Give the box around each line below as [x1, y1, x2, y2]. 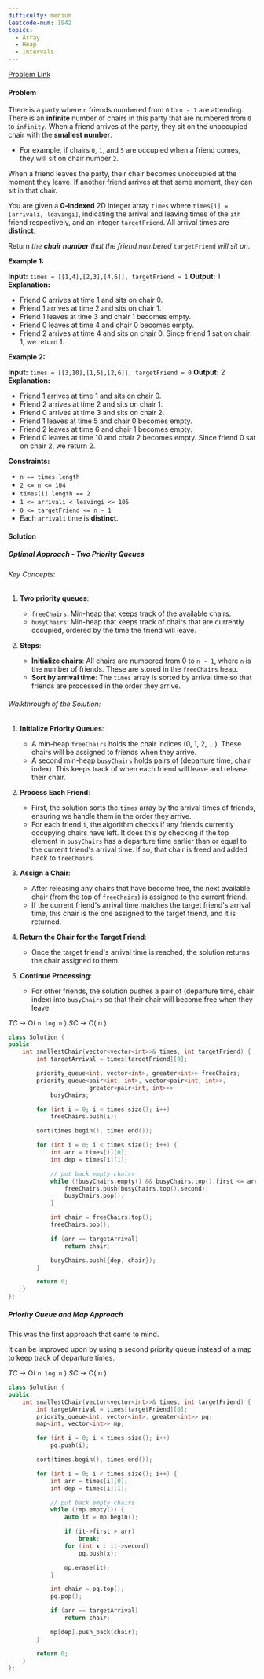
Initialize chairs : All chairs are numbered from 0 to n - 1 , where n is [31, 656, 251, 665]
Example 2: [8, 352, 46, 362]
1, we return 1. [19, 337, 65, 347]
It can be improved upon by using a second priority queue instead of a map [8, 1345, 252, 1354]
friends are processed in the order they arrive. [31, 681, 181, 690]
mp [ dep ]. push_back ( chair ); [49, 1628, 139, 1636]
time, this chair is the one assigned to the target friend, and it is [31, 908, 236, 918]
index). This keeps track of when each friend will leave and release [31, 764, 248, 773]
